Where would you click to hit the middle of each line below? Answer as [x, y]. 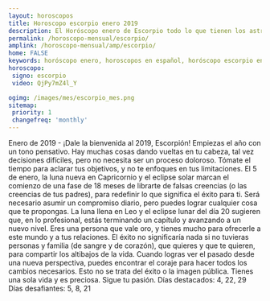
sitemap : [23, 105]
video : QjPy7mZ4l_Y [45, 83]
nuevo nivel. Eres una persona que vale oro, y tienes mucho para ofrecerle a [135, 229]
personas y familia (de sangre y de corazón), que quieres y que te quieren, [132, 245]
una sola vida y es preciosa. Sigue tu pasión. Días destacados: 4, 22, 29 [127, 280]
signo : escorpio [39, 76]
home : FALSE [28, 53]
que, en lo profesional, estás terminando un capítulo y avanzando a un [125, 220]
